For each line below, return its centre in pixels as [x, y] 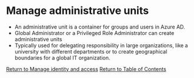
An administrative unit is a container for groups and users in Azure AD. [100, 27]
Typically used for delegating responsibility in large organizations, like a [101, 45]
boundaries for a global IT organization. [62, 58]
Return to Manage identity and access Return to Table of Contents [86, 69]
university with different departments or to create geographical [91, 51]
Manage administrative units [77, 11]
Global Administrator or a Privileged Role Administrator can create [94, 33]
